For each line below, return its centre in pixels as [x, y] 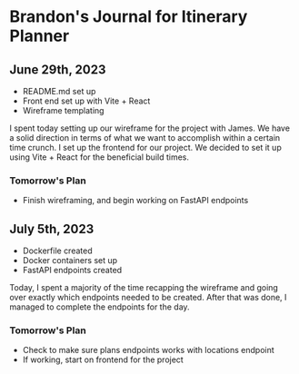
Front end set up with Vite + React [86, 101]
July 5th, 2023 [52, 229]
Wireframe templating [63, 110]
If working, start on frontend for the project [103, 359]
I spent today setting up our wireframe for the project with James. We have [150, 128]
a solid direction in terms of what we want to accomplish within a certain [145, 138]
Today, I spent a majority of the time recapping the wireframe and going [144, 288]
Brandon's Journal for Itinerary [129, 17]
